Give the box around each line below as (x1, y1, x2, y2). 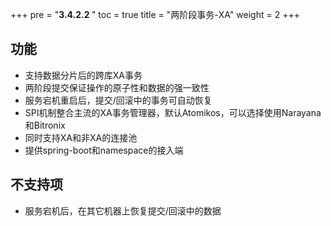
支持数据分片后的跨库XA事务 (24, 69, 143, 81)
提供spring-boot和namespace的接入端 (24, 144, 184, 156)
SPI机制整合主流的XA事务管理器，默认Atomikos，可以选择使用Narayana (24, 106, 322, 118)
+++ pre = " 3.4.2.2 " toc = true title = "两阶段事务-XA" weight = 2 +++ (10, 9, 300, 20)
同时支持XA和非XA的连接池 (24, 131, 138, 143)
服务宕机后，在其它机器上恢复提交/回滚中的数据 (24, 204, 222, 217)
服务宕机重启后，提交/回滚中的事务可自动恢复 (24, 94, 213, 106)
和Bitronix (24, 119, 66, 131)
